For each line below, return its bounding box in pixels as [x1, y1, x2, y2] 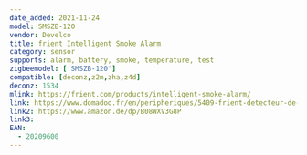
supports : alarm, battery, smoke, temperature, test [9, 56, 215, 65]
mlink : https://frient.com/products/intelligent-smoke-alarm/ [9, 89, 251, 98]
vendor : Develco [9, 30, 71, 39]
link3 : [9, 115, 35, 124]
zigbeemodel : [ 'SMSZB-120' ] [9, 65, 117, 74]
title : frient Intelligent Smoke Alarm [9, 38, 162, 48]
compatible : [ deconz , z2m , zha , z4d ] [9, 73, 142, 82]
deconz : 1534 [9, 81, 59, 90]
